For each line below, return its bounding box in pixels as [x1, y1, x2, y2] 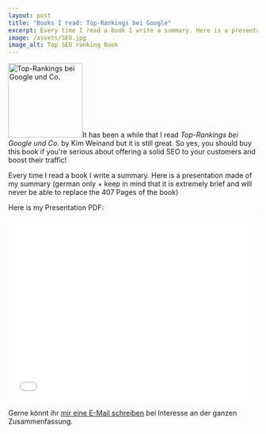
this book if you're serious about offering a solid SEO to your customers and [8, 147, 256, 157]
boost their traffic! [8, 155, 67, 165]
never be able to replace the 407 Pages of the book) [8, 188, 179, 197]
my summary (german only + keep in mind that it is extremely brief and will [8, 179, 253, 188]
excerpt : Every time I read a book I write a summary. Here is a [8, 26, 228, 34]
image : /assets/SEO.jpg [8, 33, 87, 42]
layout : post [8, 11, 51, 20]
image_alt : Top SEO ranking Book [8, 41, 119, 49]
